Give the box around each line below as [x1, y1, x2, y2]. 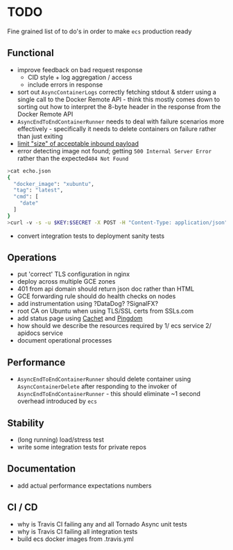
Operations [7, 252, 57, 264]
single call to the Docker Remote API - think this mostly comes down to [17, 95, 221, 103]
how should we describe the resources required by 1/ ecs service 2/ [17, 322, 212, 330]
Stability [7, 417, 44, 429]
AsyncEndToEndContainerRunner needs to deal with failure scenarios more [17, 117, 225, 126]
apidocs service [17, 329, 64, 337]
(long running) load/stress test [17, 436, 104, 444]
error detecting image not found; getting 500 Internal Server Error [17, 146, 212, 155]
